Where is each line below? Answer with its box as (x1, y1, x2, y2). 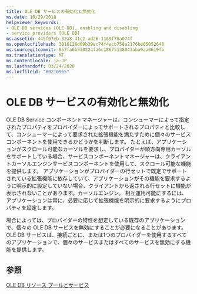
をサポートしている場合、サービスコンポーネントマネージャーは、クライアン (6, 153, 191, 160)
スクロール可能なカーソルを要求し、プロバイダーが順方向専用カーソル (21, 146, 192, 153)
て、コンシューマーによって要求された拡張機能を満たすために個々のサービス (6, 131, 191, 138)
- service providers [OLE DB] (6, 31, 81, 36)
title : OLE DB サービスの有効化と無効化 (6, 8, 96, 15)
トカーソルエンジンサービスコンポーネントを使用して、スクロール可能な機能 (6, 160, 191, 167)
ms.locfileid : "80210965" (6, 69, 69, 75)
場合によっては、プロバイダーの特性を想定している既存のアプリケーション (6, 217, 186, 224)
